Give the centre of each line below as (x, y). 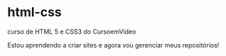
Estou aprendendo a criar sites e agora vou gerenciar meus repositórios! (113, 45)
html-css (34, 12)
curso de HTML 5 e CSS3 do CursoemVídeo (72, 31)
